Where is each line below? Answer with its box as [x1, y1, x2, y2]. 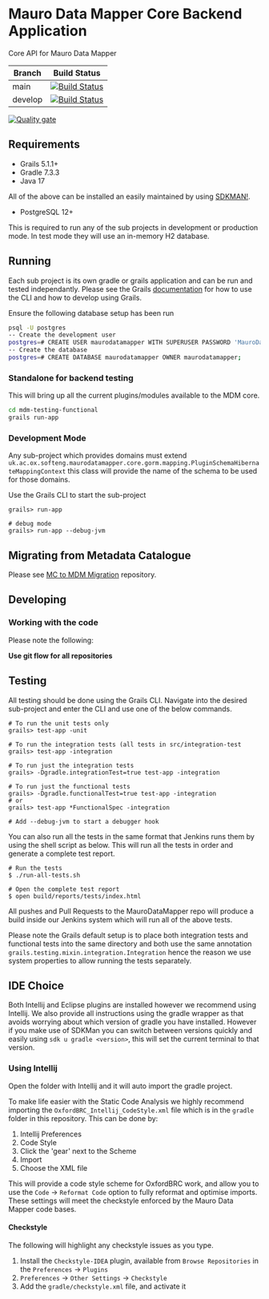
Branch [13, 67, 42, 79]
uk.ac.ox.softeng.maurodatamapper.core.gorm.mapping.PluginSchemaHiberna [8, 459, 260, 467]
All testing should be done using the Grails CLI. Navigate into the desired [8, 695, 247, 705]
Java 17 [19, 175, 46, 185]
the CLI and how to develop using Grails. [8, 292, 143, 302]
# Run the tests [8, 864, 62, 872]
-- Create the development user [8, 331, 116, 339]
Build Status [53, 67, 101, 79]
